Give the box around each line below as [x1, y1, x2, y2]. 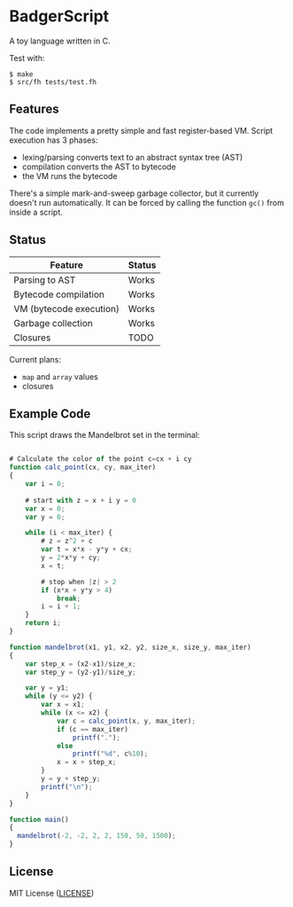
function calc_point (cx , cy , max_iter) [9, 463, 157, 472]
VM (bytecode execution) [13, 302, 120, 315]
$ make [9, 69, 34, 79]
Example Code [9, 406, 91, 421]
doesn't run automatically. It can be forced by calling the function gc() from [9, 197, 285, 207]
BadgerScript [9, 6, 110, 27]
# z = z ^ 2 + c [41, 536, 93, 546]
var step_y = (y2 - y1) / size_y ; [25, 668, 137, 676]
